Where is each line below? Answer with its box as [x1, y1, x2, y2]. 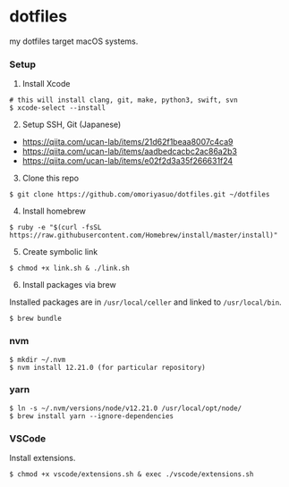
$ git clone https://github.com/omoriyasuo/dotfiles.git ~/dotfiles [9, 190, 270, 199]
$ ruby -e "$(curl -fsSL [9, 223, 102, 232]
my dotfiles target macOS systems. [9, 36, 139, 46]
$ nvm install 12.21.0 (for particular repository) [9, 363, 206, 372]
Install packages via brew [21, 280, 116, 290]
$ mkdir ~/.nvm [9, 355, 66, 364]
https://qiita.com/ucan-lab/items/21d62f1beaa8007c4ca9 [21, 137, 234, 147]
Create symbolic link [21, 247, 98, 257]
